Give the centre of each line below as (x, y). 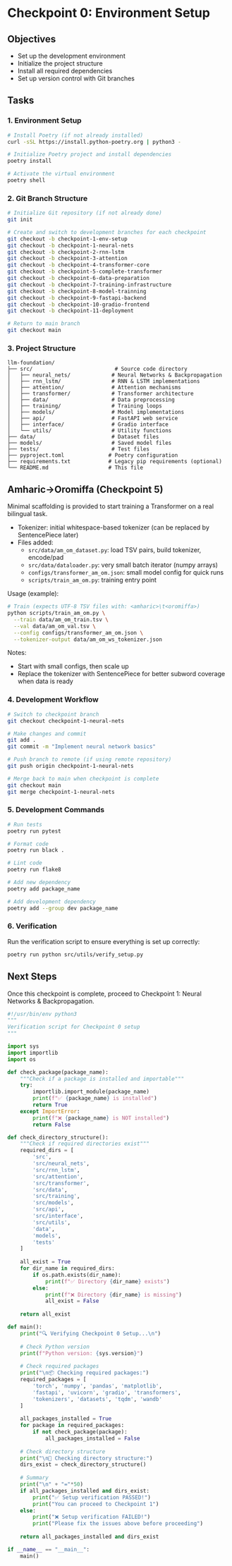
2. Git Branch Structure (48, 198)
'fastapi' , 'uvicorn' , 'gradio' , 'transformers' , (107, 1393)
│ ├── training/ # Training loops (85, 406)
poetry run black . (36, 850)
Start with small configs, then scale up (73, 666)
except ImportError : (50, 1111)
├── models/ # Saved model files (90, 443)
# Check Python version (55, 1347)
